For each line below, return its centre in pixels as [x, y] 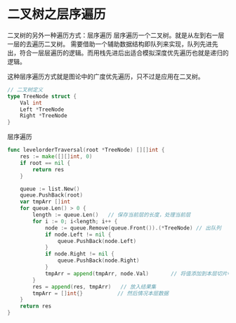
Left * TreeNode [42, 110]
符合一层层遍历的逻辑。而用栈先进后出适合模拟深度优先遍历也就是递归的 [124, 53]
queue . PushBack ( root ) [51, 195]
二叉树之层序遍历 [57, 14]
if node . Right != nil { [79, 254]
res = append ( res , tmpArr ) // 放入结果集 [94, 286]
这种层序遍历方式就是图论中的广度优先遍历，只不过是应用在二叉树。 [106, 76]
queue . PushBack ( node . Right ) [98, 261]
